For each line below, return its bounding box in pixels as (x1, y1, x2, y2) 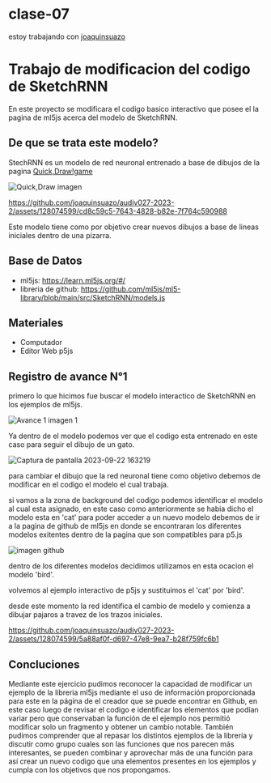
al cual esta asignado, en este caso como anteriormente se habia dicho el (8, 504, 254, 514)
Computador (19, 338, 63, 347)
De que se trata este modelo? (8, 136, 159, 150)
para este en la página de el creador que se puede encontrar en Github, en (8, 696, 257, 705)
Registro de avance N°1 (8, 369, 128, 383)
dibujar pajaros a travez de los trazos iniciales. (8, 610, 163, 619)
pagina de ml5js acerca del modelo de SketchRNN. (8, 113, 178, 122)
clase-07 (8, 5, 70, 23)
